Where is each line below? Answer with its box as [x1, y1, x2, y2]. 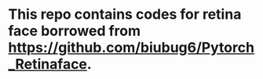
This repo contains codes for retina [8, 5, 242, 23]
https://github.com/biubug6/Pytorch [8, 39, 255, 56]
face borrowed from [8, 22, 141, 40]
